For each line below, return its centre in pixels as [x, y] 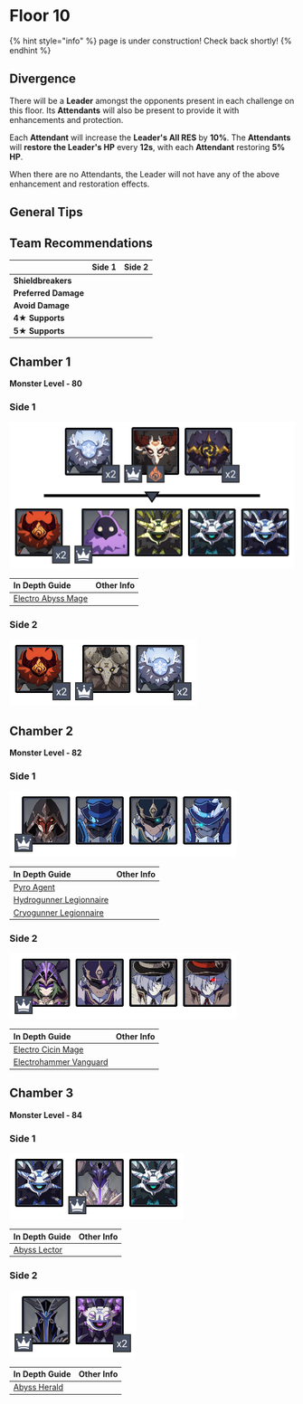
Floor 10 [40, 16]
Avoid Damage [41, 306]
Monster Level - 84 [46, 1115]
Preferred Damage [48, 293]
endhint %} [30, 50]
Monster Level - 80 [46, 384]
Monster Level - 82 [46, 753]
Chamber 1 [40, 361]
